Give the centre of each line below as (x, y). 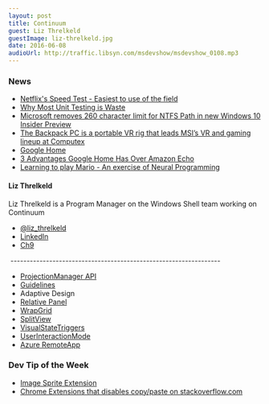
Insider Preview (46, 125)
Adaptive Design (47, 293)
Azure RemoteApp (50, 344)
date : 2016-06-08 (37, 46)
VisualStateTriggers (52, 328)
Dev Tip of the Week (49, 365)
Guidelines (38, 284)
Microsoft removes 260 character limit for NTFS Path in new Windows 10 (140, 116)
